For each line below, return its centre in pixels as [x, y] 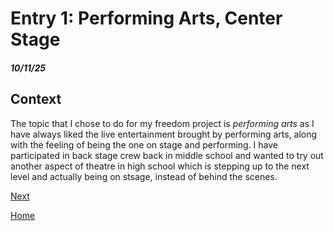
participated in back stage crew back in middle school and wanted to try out [167, 155]
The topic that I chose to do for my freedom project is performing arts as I [162, 123]
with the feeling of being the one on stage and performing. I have [144, 144]
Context [36, 99]
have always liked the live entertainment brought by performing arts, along [164, 134]
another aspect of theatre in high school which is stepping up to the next [160, 166]
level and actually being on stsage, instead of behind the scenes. [144, 176]
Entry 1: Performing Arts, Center [146, 18]
